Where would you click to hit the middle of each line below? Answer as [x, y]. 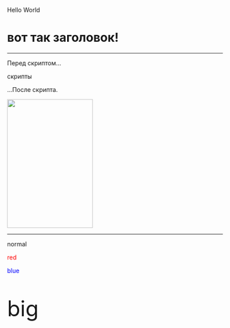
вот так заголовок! [63, 38]
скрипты [20, 76]
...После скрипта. [33, 89]
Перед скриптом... [34, 63]
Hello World [24, 10]
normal [17, 244]
